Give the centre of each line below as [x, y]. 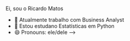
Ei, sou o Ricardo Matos [34, 8]
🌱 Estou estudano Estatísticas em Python [64, 26]
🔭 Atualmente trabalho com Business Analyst [69, 20]
